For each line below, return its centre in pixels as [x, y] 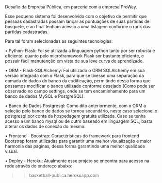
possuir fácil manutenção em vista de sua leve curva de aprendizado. [74, 61]
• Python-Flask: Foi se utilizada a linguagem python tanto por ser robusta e [80, 51]
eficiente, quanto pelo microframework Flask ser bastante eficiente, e [74, 56]
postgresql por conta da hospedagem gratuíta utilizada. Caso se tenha [75, 116]
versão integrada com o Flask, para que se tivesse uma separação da [74, 76]
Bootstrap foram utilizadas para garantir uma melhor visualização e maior [78, 141]
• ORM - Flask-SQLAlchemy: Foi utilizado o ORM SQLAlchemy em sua [75, 71]
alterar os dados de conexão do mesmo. [45, 127]
